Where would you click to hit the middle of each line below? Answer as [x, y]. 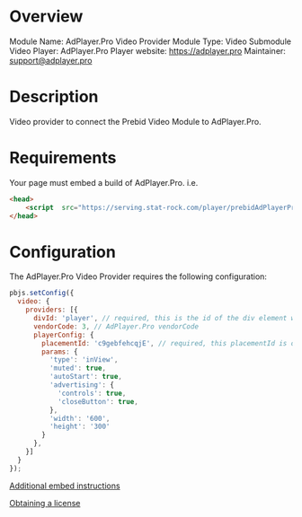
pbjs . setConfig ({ [42, 294]
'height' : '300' [80, 427]
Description [54, 97]
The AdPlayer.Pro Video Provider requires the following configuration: [138, 276]
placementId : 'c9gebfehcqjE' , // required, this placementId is [164, 343]
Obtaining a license [45, 503]
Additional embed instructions [65, 486]
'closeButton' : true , [98, 401]
